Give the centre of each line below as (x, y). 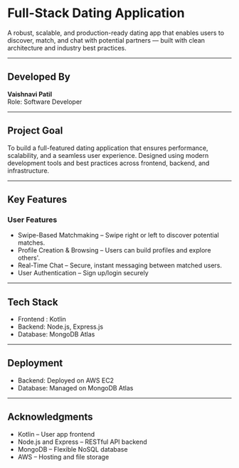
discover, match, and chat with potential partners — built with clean (106, 40)
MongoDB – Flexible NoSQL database (73, 449)
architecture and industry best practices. (67, 48)
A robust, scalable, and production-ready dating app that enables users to (116, 33)
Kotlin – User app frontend (56, 434)
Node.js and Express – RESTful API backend (82, 442)
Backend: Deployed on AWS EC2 (66, 380)
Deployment (35, 363)
